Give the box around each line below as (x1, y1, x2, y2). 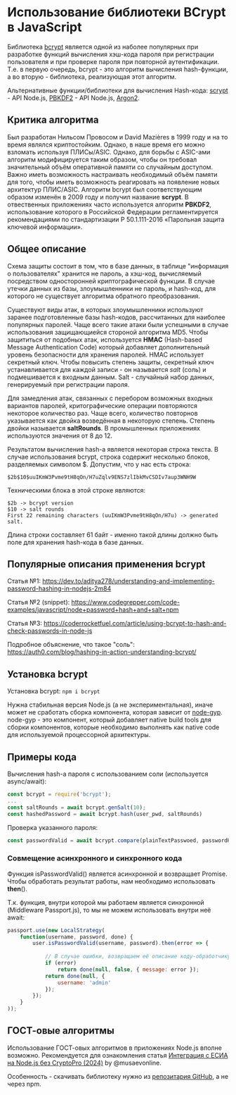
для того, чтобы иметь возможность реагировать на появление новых (7, 178, 220, 186)
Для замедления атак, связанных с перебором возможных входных (7, 394, 213, 402)
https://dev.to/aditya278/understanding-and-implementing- (41, 577, 216, 586)
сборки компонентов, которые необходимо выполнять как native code (7, 723, 220, 731)
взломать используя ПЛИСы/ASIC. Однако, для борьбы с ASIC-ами (7, 147, 211, 156)
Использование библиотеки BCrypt (7, 4, 226, 20)
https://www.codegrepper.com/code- (71, 598, 181, 607)
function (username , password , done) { (20, 933, 133, 941)
